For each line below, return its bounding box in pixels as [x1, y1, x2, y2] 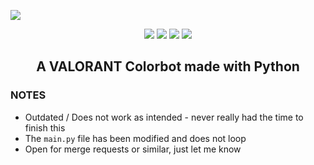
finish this [24, 121, 66, 134]
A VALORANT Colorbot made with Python [36, 58, 300, 75]
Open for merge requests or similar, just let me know [24, 143, 242, 155]
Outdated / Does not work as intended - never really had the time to [24, 111, 304, 123]
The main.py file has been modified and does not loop [24, 132, 247, 144]
